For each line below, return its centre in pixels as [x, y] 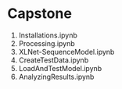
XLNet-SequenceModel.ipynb [66, 52]
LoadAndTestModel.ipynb [60, 68]
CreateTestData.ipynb [54, 60]
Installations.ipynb [48, 35]
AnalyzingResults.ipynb [56, 77]
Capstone [39, 14]
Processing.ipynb [47, 43]
